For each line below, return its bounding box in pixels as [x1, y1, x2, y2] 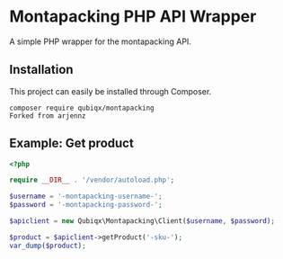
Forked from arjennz [9, 111, 87, 121]
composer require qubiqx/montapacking [9, 103, 155, 112]
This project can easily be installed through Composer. [9, 85, 212, 96]
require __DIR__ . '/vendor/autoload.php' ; [9, 175, 175, 185]
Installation [9, 62, 74, 77]
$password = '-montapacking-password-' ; [9, 201, 164, 210]
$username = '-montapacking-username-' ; [9, 192, 164, 201]
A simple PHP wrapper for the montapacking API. [9, 36, 191, 47]
